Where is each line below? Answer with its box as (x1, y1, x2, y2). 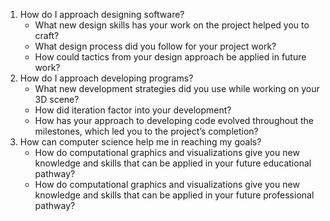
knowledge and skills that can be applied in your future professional (34, 189, 315, 201)
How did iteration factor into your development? (34, 104, 232, 116)
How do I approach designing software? (19, 9, 185, 20)
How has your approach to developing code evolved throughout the (34, 115, 314, 126)
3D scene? (34, 94, 80, 105)
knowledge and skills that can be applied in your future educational (34, 157, 312, 169)
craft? (34, 30, 60, 41)
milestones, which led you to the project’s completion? (34, 125, 259, 137)
